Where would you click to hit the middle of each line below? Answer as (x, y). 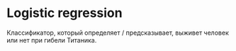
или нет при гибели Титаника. (52, 40)
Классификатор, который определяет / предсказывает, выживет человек (118, 33)
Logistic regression (64, 13)
